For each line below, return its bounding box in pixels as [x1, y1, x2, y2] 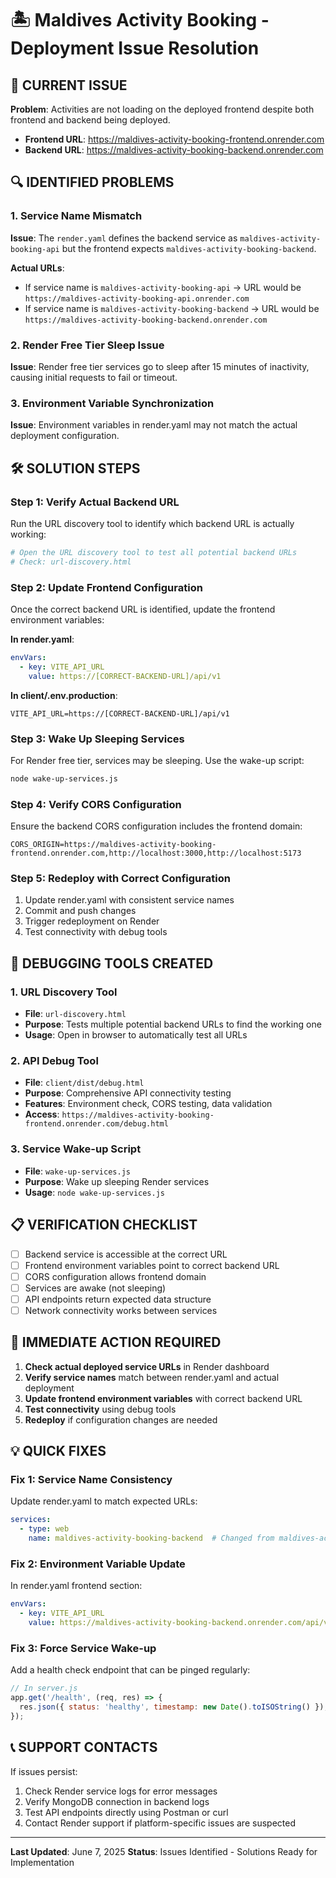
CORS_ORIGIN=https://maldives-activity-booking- [10, 840, 217, 850]
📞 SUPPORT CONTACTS [10, 1739, 158, 1756]
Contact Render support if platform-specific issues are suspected [24, 1817, 296, 1829]
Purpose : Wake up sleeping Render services [24, 1175, 210, 1187]
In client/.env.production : [10, 689, 118, 701]
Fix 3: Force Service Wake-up [10, 1641, 157, 1655]
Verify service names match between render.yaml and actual [24, 1371, 280, 1383]
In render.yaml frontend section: [10, 1580, 143, 1592]
